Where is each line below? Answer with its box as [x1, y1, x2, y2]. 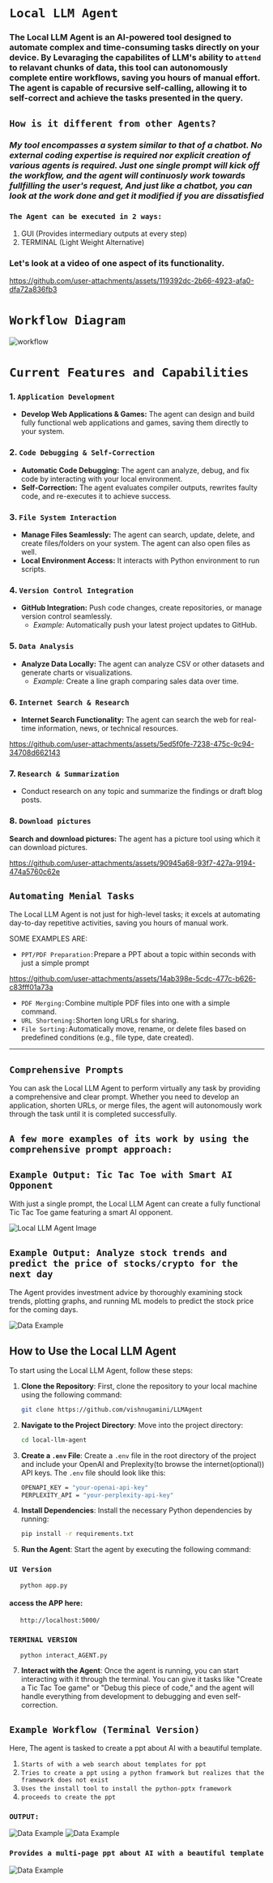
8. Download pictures [9, 815, 92, 826]
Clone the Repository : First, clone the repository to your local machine [20, 1381, 258, 1391]
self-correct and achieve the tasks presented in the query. [9, 92, 244, 104]
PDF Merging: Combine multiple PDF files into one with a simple [20, 998, 230, 1008]
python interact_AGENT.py [19, 1652, 108, 1660]
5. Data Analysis [9, 641, 75, 652]
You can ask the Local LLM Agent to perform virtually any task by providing [9, 1083, 261, 1093]
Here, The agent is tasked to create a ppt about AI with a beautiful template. [9, 1743, 262, 1752]
